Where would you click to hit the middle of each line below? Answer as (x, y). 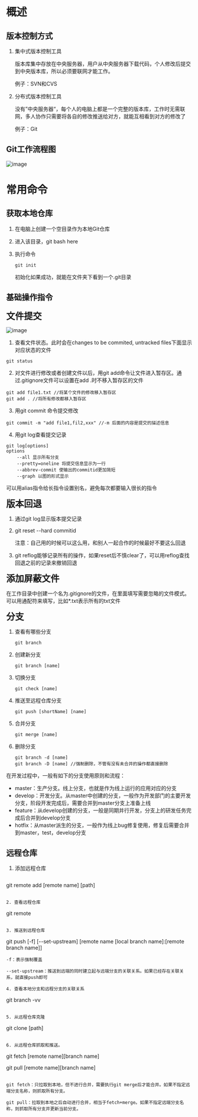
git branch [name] (37, 666)
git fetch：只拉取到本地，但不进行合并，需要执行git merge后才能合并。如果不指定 (96, 1085)
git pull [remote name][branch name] (51, 1068)
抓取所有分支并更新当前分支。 (50, 1109)
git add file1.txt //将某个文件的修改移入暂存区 (61, 392)
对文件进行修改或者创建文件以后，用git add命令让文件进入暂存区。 (96, 373)
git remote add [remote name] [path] (51, 885)
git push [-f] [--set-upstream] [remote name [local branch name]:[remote (95, 942)
